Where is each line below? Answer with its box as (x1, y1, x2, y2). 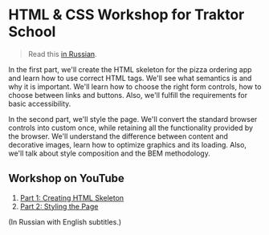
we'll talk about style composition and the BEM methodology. (8, 148, 210, 158)
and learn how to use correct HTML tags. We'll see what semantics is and (8, 73, 252, 83)
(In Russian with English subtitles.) (8, 217, 122, 226)
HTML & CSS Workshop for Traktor (8, 6, 245, 24)
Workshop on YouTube (8, 172, 124, 185)
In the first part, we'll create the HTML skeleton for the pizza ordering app (8, 64, 252, 74)
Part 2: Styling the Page (19, 201, 99, 211)
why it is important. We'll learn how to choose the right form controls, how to (8, 82, 262, 91)
